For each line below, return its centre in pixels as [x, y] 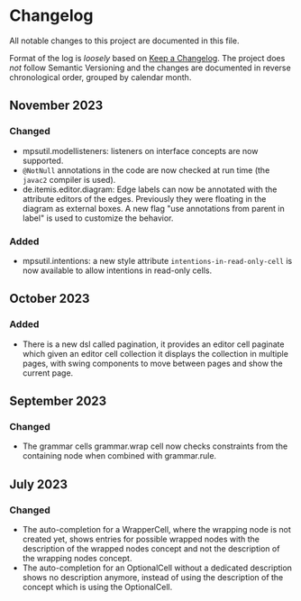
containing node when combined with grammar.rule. [119, 456]
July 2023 [39, 484]
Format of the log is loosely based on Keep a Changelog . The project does [147, 58]
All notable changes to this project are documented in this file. [124, 41]
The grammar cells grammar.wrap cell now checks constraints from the [155, 446]
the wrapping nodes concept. [77, 558]
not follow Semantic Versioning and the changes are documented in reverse [150, 68]
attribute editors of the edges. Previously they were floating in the [144, 198]
